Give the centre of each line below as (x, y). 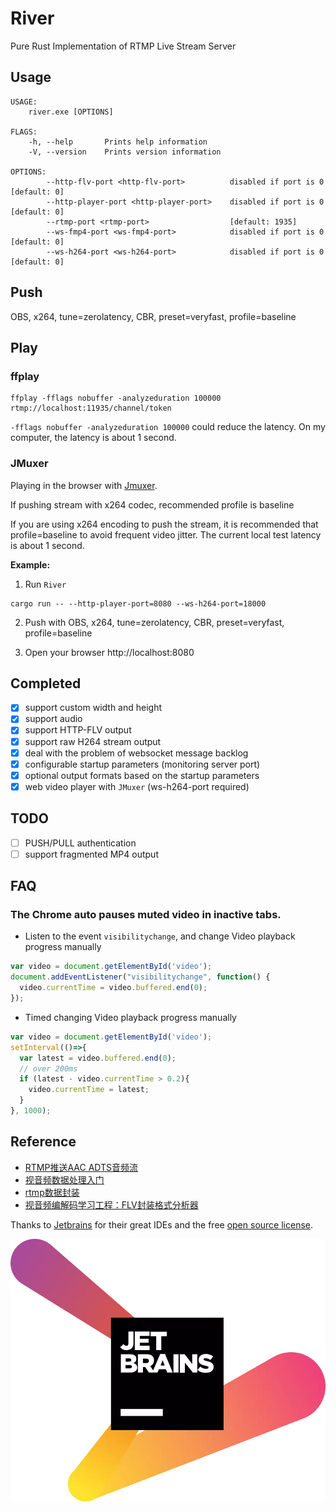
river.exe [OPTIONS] (71, 112)
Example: (30, 564)
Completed (46, 683)
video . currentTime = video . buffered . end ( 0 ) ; (113, 988)
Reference (43, 1142)
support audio (53, 719)
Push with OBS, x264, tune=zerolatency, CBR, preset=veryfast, (154, 622)
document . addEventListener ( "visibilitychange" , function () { (140, 977)
